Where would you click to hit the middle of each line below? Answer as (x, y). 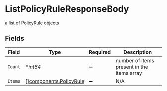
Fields (15, 38)
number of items (135, 60)
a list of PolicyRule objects (32, 23)
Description (138, 52)
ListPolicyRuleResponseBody (67, 9)
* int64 (33, 67)
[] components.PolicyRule (55, 81)
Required (100, 52)
